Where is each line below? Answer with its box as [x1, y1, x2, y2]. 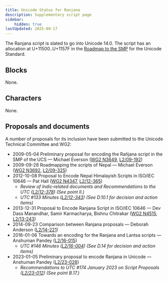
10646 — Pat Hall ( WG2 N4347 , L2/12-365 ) [12, 178, 103, 184]
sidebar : [5, 17, 24, 22]
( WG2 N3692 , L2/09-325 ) [12, 167, 67, 173]
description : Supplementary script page [5, 12, 92, 17]
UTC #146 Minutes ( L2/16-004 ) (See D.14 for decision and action [20, 242, 156, 249]
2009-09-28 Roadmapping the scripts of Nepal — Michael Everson [12, 162, 153, 168]
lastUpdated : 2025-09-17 [5, 26, 58, 32]
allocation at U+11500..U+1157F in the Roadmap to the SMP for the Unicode [5, 46, 162, 52]
